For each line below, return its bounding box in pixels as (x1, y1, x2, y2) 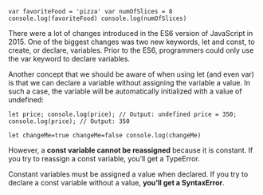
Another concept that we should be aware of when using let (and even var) (8, 70, 255, 79)
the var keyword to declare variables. (8, 54, 130, 63)
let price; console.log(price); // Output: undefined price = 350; (8, 110, 237, 118)
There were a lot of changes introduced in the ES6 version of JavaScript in (8, 29, 253, 38)
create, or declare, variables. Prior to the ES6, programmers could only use (8, 46, 254, 55)
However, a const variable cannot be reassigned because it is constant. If (8, 145, 253, 155)
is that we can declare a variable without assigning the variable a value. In (8, 78, 251, 87)
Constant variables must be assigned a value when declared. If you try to (8, 169, 249, 179)
